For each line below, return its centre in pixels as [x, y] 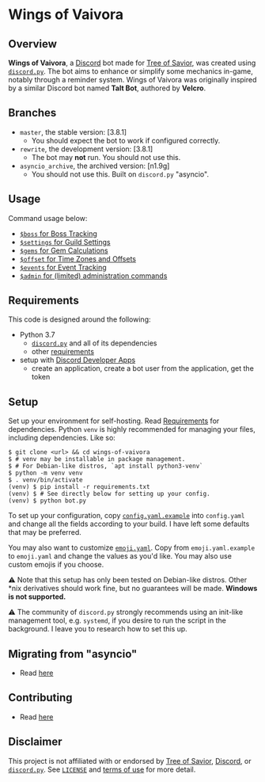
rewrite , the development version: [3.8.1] [86, 149]
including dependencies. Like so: [62, 438]
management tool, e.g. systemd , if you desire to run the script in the [117, 620]
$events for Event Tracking [63, 267]
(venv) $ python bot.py [47, 501]
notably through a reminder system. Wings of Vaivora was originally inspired [132, 80]
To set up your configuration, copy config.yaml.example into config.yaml [127, 516]
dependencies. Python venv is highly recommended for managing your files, [132, 429]
